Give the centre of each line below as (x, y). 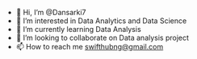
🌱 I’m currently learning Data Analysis (78, 29)
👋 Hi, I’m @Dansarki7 (51, 12)
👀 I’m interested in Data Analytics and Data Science (101, 21)
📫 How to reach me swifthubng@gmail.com (90, 47)
